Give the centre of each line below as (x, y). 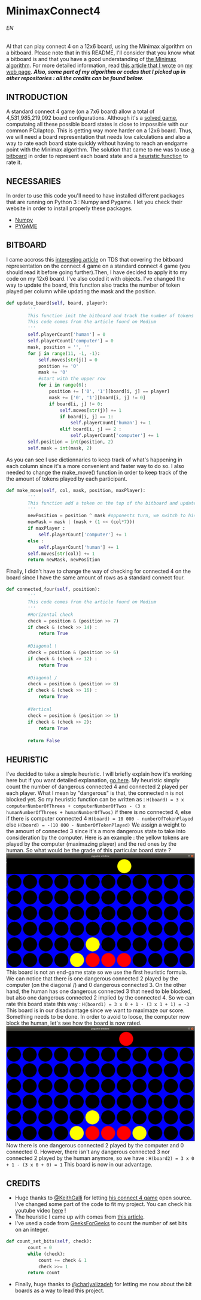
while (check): (47, 1254)
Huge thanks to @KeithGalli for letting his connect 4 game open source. (103, 1198)
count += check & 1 (62, 1260)
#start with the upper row (72, 379)
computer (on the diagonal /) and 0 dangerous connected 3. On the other (96, 985)
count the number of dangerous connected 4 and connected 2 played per (97, 787)
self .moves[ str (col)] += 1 (61, 554)
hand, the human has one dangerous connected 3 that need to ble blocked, (99, 991)
